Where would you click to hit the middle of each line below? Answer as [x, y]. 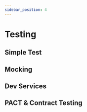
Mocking [19, 69]
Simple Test [23, 53]
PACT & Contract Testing [43, 103]
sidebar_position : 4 [26, 10]
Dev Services [25, 86]
